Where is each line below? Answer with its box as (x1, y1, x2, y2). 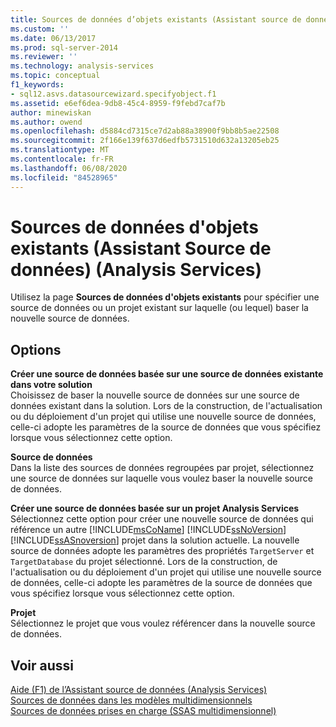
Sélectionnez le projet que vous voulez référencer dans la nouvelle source (10, 617, 316, 630)
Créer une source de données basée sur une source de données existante (10, 368, 324, 380)
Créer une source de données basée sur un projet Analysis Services (10, 502, 300, 515)
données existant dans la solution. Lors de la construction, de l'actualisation (10, 400, 323, 412)
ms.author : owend (10, 117, 83, 127)
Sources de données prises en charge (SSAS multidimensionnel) (10, 705, 277, 717)
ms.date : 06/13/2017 (10, 33, 97, 43)
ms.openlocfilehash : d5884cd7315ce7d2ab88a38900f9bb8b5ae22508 (10, 126, 280, 136)
